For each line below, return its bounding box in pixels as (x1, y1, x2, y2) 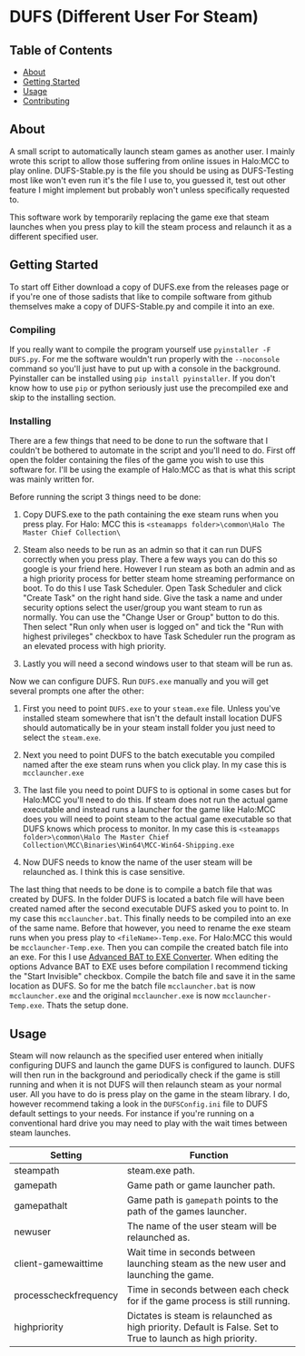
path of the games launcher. (126, 1205, 248, 1218)
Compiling (9, 323, 56, 336)
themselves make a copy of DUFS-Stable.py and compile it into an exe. (9, 300, 275, 311)
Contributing (22, 95, 70, 106)
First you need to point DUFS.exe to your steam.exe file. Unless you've (22, 703, 281, 714)
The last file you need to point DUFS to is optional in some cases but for (22, 785, 292, 796)
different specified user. (9, 231, 99, 241)
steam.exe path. (126, 1164, 195, 1177)
